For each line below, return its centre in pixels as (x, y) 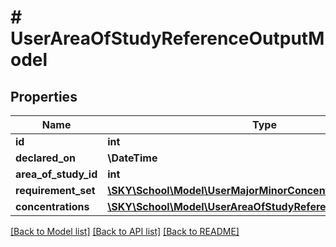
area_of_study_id (56, 174)
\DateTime (132, 158)
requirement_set (55, 190)
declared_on (46, 158)
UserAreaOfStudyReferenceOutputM (167, 38)
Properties (44, 96)
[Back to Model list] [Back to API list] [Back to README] (125, 231)
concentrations (52, 206)
